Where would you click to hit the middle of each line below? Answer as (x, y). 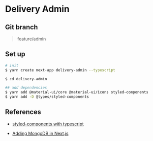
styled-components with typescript (48, 124)
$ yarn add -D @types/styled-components (47, 97)
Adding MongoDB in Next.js (40, 133)
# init (12, 65)
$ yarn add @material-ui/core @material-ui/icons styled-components (77, 92)
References (23, 112)
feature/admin (31, 39)
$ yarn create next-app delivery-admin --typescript (60, 70)
